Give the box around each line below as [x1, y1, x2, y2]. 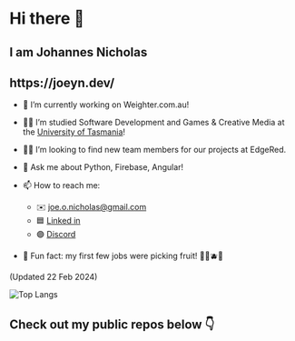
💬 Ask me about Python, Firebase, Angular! [22, 162, 184, 173]
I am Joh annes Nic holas [9, 45, 148, 60]
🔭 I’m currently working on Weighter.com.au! [22, 99, 190, 110]
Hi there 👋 [9, 8, 84, 29]
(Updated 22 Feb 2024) [9, 272, 98, 283]
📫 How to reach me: [22, 180, 101, 191]
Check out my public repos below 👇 [9, 316, 215, 332]
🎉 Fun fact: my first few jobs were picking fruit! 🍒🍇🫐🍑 [22, 250, 224, 262]
